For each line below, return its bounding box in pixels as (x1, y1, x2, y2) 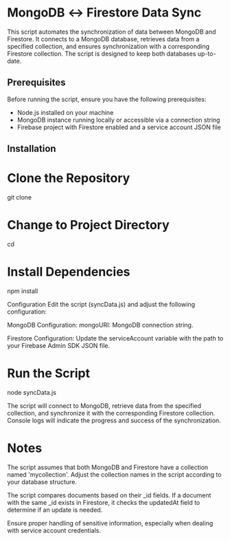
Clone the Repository (7, 171, 130, 186)
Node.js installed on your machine (16, 108, 114, 116)
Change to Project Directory (7, 217, 170, 233)
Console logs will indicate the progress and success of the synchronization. (7, 416, 221, 424)
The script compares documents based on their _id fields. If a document (7, 490, 211, 499)
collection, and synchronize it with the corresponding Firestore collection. (7, 409, 216, 417)
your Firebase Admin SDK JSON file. (7, 341, 111, 349)
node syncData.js (7, 388, 57, 396)
